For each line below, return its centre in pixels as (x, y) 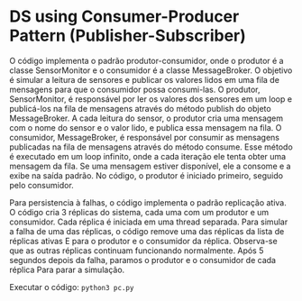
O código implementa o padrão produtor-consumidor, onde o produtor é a (146, 60)
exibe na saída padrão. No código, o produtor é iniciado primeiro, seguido (146, 175)
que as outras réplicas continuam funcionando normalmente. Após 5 (137, 251)
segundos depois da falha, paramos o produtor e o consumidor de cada (143, 260)
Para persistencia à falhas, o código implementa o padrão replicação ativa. (148, 202)
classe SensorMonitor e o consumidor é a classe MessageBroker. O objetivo (151, 70)
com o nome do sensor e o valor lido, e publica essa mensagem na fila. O (146, 127)
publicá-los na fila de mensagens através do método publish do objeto (141, 108)
